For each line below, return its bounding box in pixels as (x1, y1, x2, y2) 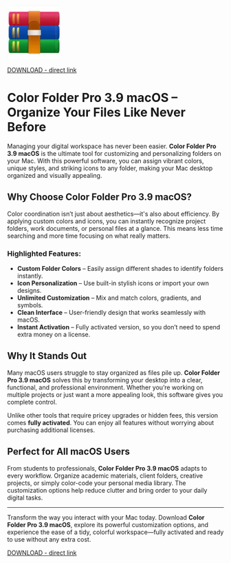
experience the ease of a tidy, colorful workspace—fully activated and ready (7, 528, 224, 536)
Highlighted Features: (7, 249, 81, 258)
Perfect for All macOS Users (7, 446, 131, 458)
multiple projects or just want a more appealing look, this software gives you (7, 390, 223, 398)
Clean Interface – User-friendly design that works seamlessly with (16, 309, 206, 317)
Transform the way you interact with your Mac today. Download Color (7, 513, 205, 522)
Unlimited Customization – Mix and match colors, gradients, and (16, 294, 201, 302)
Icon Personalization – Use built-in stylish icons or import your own (16, 279, 210, 287)
